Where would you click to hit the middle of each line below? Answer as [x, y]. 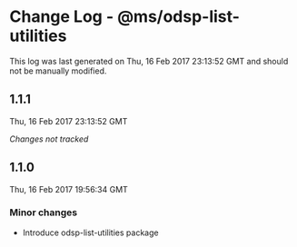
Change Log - [62, 17]
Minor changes [44, 212]
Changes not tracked [49, 139]
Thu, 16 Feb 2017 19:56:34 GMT [69, 189]
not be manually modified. [58, 71]
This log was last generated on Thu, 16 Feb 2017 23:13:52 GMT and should [149, 61]
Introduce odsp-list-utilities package [90, 232]
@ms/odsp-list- [178, 17]
